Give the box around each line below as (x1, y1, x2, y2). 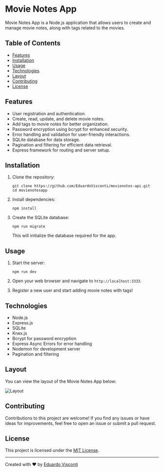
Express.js (12, 320, 33, 325)
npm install (12, 206, 37, 211)
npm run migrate (12, 224, 45, 229)
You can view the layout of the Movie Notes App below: (5, 378, 117, 384)
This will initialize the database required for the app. (12, 233, 117, 239)
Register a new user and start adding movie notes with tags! (12, 288, 133, 294)
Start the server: (12, 260, 45, 266)
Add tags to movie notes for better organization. (12, 121, 109, 127)
